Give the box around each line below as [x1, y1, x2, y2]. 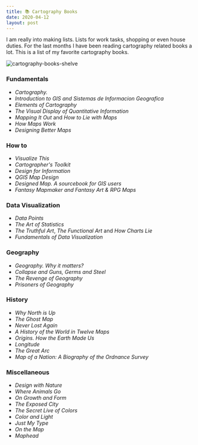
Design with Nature [14, 381, 62, 389]
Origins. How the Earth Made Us [14, 334, 95, 342]
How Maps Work [14, 120, 56, 127]
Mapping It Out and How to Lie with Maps [14, 113, 117, 121]
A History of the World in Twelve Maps [14, 328, 110, 335]
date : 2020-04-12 [6, 14, 49, 20]
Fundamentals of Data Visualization [14, 233, 103, 241]
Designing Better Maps [14, 126, 71, 134]
